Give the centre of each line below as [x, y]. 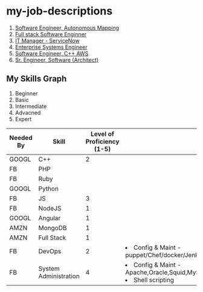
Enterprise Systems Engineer [51, 47]
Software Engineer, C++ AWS [52, 53]
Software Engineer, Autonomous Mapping [67, 28]
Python [49, 188]
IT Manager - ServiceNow [47, 40]
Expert [23, 119]
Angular [50, 218]
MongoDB [53, 227]
